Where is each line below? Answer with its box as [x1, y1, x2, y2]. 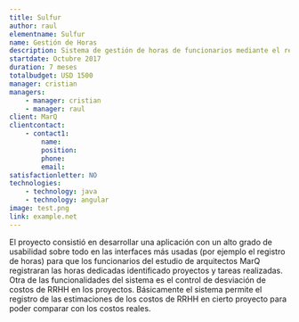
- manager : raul [25, 104, 86, 113]
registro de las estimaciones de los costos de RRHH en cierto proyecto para [9, 293, 287, 304]
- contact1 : [25, 129, 69, 138]
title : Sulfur [9, 12, 62, 22]
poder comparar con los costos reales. [9, 302, 151, 313]
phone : [41, 153, 66, 163]
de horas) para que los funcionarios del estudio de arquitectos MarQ [9, 255, 261, 266]
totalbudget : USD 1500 [9, 71, 93, 80]
